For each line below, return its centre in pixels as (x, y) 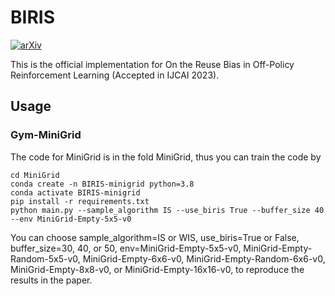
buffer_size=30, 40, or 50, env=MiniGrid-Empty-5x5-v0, (126, 248)
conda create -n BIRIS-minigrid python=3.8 (102, 184)
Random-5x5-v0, (45, 258)
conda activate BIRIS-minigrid (75, 192)
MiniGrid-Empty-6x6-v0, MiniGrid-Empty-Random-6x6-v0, (204, 258)
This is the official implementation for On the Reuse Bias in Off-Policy (152, 64)
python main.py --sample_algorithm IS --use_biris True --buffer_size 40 (167, 210)
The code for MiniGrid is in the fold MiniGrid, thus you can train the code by (166, 157)
